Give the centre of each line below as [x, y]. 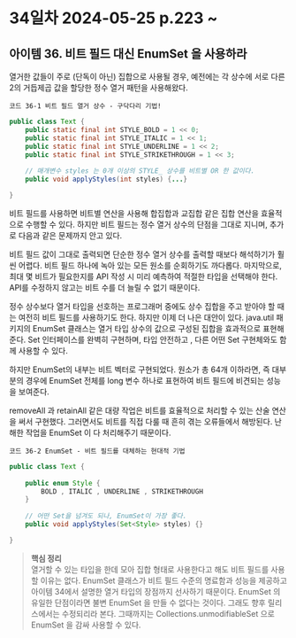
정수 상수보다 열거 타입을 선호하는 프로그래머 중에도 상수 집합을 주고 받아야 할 [142, 306]
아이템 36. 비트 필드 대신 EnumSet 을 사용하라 [128, 54]
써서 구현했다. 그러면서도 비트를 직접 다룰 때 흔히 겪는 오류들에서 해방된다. [145, 421]
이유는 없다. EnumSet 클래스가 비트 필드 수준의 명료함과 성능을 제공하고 [163, 580]
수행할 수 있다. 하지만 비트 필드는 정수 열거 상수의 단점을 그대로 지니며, [146, 224]
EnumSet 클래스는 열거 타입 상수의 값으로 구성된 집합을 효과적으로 [147, 328]
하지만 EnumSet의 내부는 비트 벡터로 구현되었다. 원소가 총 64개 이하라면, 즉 [140, 370]
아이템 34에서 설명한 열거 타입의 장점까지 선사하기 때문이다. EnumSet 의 [156, 591]
